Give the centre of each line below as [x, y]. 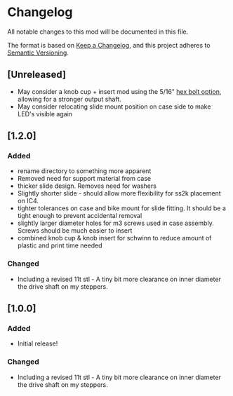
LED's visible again [45, 114]
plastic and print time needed [60, 245]
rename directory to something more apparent [84, 171]
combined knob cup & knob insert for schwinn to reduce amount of [114, 238]
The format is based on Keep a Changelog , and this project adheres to [109, 45]
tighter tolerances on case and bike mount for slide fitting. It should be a [122, 208]
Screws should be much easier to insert [75, 231]
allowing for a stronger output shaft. [69, 99]
